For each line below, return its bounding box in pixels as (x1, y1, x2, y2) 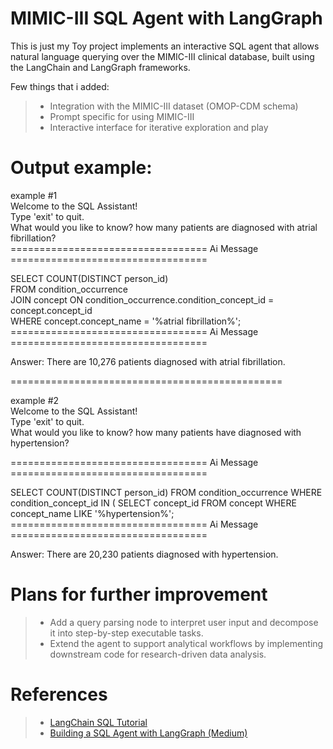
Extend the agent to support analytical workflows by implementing (49, 637, 324, 649)
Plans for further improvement (10, 583, 268, 606)
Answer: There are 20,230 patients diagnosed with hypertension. (10, 548, 279, 560)
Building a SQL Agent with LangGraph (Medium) (49, 727, 248, 739)
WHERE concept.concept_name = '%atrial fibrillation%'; (10, 315, 242, 327)
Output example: (10, 157, 153, 179)
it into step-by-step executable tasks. (49, 627, 204, 639)
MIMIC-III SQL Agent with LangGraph (10, 7, 323, 30)
